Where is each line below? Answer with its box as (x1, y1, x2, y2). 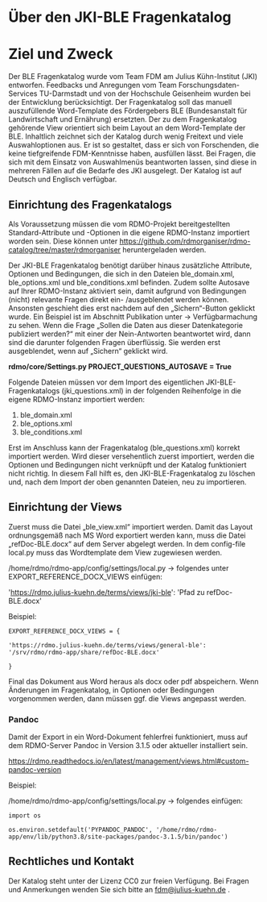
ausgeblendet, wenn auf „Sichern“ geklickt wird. (8, 346, 168, 355)
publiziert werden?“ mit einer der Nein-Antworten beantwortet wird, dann (8, 329, 251, 339)
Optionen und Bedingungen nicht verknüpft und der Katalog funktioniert (8, 459, 247, 469)
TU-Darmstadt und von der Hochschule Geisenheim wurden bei (39, 89, 251, 98)
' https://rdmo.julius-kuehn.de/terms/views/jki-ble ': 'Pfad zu (8, 587, 205, 596)
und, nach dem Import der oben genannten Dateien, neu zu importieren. (8, 476, 247, 487)
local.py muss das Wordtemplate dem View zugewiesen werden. (8, 547, 223, 557)
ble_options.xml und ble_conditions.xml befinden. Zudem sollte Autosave (8, 277, 250, 287)
